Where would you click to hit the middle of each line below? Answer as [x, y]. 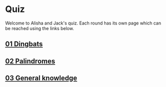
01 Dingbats [24, 44]
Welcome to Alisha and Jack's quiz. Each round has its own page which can [83, 23]
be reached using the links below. [40, 28]
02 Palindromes [30, 61]
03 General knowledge [41, 78]
